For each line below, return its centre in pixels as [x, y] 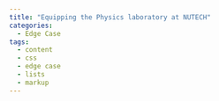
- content [35, 50]
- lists [31, 75]
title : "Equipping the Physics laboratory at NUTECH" [110, 17]
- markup [33, 83]
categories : [31, 25]
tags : [19, 42]
